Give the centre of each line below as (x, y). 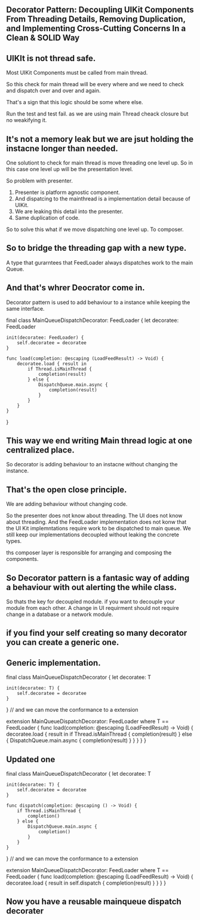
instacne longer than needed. (62, 148)
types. (14, 541)
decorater (25, 911)
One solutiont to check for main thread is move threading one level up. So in (99, 163)
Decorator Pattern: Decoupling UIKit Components (100, 10)
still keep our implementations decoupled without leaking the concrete (93, 535)
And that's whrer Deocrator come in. (76, 288)
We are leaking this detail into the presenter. (69, 211)
